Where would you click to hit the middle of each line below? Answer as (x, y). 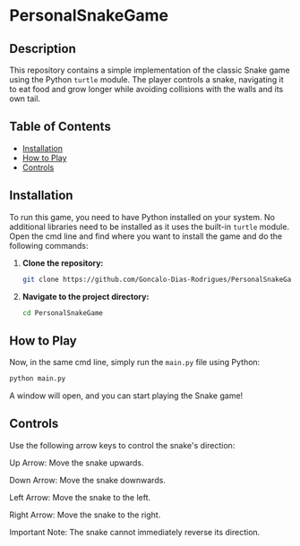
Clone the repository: (63, 263)
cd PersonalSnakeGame (62, 313)
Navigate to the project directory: (86, 296)
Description (43, 49)
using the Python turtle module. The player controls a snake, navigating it (146, 80)
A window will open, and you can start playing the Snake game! (126, 396)
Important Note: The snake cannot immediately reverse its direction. (135, 532)
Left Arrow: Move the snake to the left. (80, 497)
